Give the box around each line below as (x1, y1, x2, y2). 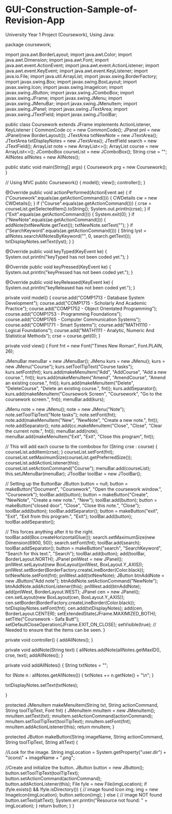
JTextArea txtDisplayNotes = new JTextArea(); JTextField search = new (5, 138, 157, 144)
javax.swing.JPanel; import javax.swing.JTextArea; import (5, 106, 128, 112)
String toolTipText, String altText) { (5, 739, 78, 745)
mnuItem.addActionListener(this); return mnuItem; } (5, 724, 114, 730)
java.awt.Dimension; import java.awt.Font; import (5, 56, 109, 63)
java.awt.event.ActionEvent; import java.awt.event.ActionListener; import (5, 62, 159, 68)
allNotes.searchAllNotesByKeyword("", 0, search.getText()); (5, 232, 131, 239)
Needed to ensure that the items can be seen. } (5, 627, 105, 633)
